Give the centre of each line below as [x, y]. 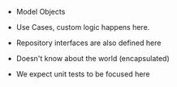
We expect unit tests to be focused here [83, 74]
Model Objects [41, 12]
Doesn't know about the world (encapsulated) [93, 58]
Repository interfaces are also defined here [88, 43]
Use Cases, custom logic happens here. [83, 27]
